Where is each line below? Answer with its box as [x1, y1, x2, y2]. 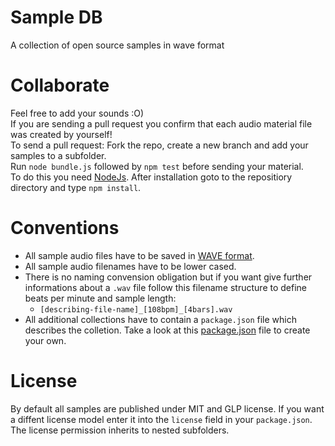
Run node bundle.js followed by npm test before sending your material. [10, 160, 304, 172]
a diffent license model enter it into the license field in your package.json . [10, 413, 313, 425]
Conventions [10, 217, 120, 240]
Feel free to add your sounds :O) [10, 107, 145, 119]
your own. [24, 334, 67, 346]
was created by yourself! [10, 128, 113, 140]
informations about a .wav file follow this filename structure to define [24, 281, 307, 293]
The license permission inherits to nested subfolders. [10, 424, 230, 436]
